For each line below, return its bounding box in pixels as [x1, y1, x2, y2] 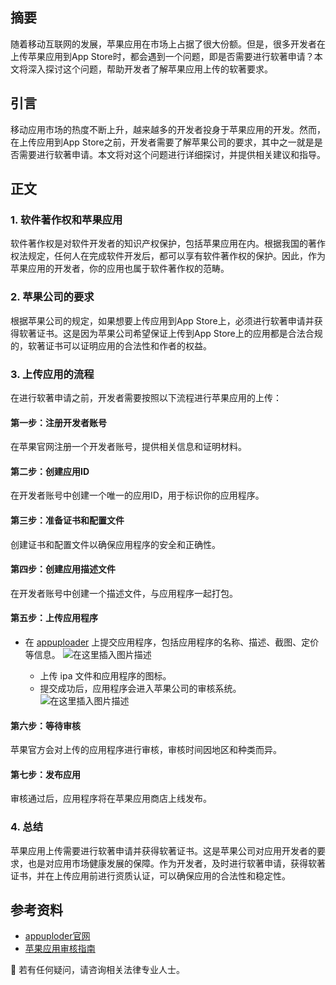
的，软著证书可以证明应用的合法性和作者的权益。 [10, 339, 212, 352]
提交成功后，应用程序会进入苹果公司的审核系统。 [39, 682, 242, 694]
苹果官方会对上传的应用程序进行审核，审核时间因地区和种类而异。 [10, 744, 282, 756]
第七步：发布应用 [10, 768, 81, 780]
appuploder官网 [24, 930, 91, 942]
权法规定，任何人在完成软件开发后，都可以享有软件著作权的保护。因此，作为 [10, 250, 326, 262]
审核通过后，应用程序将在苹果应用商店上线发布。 [10, 793, 212, 805]
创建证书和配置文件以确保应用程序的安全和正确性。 [10, 538, 221, 550]
